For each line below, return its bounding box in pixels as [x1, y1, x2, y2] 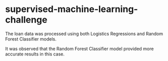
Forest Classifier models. [5, 36, 57, 42]
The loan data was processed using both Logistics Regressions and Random [5, 30, 163, 36]
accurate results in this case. [5, 51, 65, 57]
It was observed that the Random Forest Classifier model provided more [5, 45, 154, 51]
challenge [5, 14, 48, 25]
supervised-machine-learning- [5, 3, 138, 15]
